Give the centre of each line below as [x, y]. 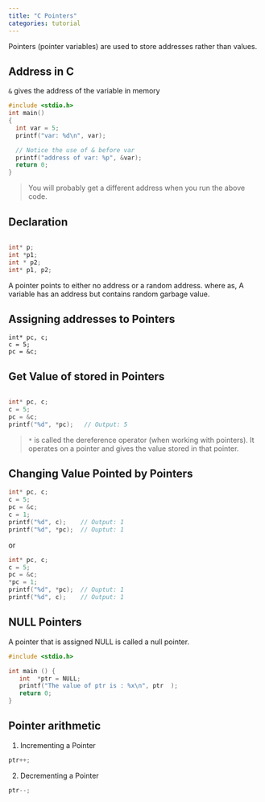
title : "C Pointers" [43, 16]
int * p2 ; [25, 263]
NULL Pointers [45, 622]
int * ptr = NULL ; [50, 678]
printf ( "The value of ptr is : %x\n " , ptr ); [99, 686]
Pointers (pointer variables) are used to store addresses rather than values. [133, 46]
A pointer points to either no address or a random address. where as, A [126, 285]
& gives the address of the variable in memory [84, 91]
